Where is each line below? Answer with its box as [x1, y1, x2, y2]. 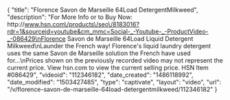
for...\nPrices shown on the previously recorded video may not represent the [7, 56, 223, 64]
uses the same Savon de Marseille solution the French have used [7, 49, 191, 57]
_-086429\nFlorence [7, 35, 67, 43]
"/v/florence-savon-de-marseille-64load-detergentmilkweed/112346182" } [7, 85, 218, 93]
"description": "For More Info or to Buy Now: [7, 13, 133, 21]
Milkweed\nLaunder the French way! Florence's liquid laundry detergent [7, 42, 211, 50]
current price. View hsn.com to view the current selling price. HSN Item [7, 64, 209, 71]
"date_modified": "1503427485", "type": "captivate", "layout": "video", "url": [7, 78, 222, 86]
